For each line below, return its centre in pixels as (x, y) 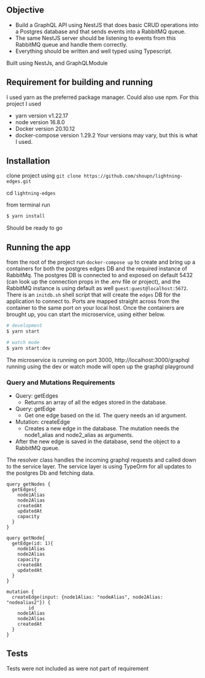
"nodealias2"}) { (29, 602)
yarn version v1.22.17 (42, 116)
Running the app (38, 247)
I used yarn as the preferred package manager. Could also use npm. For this (103, 97)
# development (25, 326)
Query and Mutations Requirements (61, 382)
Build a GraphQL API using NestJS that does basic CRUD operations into (107, 25)
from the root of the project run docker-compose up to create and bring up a (101, 262)
